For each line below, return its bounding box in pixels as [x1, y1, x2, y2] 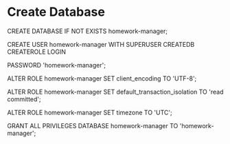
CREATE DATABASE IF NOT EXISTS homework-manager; [7, 27, 168, 35]
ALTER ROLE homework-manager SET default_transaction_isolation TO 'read [7, 88, 224, 96]
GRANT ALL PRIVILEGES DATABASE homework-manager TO [7, 121, 179, 130]
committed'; [7, 94, 41, 103]
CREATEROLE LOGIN [7, 48, 67, 56]
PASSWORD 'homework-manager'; [7, 61, 106, 69]
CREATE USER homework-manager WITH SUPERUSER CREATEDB [7, 40, 195, 48]
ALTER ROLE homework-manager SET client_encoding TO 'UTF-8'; [7, 74, 197, 83]
